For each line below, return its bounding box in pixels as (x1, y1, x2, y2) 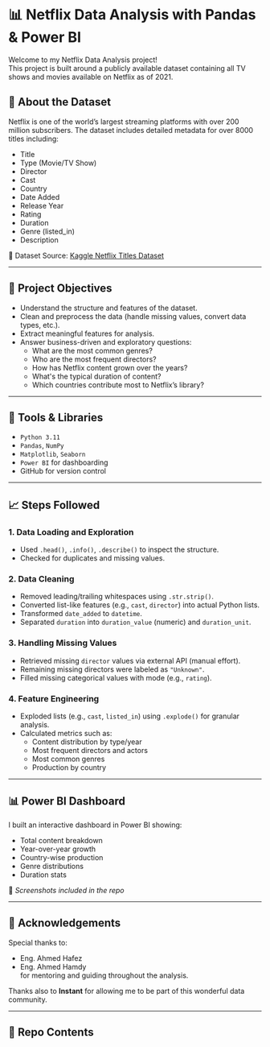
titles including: (8, 134, 59, 143)
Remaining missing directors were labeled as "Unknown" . (19, 664, 205, 674)
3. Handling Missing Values (8, 637, 117, 648)
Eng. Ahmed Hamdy (19, 962, 87, 971)
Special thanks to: (8, 937, 68, 947)
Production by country (31, 762, 107, 772)
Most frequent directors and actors (31, 745, 149, 755)
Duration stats (19, 870, 67, 879)
